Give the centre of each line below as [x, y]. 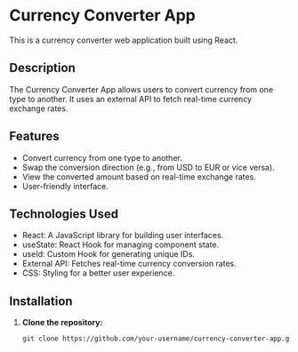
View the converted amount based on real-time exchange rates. [139, 176]
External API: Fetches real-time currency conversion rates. [129, 264]
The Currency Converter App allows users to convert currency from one [141, 89]
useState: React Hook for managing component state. [121, 244]
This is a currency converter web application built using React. [124, 40]
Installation [41, 301]
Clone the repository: [62, 323]
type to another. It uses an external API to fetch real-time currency [130, 99]
